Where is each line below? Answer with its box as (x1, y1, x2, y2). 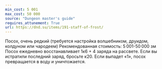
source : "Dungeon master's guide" (5, 16, 76, 21)
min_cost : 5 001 (5, 7, 38, 12)
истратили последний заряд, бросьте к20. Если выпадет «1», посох (5, 54, 146, 59)
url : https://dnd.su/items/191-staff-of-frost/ (5, 25, 104, 30)
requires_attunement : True (5, 20, 60, 26)
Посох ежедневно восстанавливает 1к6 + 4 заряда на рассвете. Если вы (5, 49, 157, 55)
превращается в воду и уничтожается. (5, 59, 86, 65)
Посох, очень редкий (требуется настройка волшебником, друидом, (5, 38, 149, 44)
